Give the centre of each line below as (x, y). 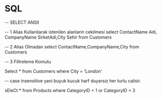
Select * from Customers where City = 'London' (53, 71)
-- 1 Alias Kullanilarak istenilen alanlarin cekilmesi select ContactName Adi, (81, 32)
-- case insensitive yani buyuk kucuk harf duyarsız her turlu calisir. (73, 81)
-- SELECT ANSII (22, 22)
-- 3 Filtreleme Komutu (28, 61)
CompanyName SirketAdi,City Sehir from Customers (58, 37)
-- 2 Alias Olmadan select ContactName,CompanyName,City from (72, 47)
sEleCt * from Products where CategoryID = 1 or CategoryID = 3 (70, 90)
